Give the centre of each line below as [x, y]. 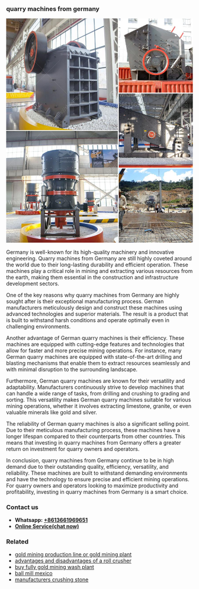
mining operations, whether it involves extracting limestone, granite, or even [99, 406]
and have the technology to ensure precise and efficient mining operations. [98, 479]
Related [17, 542]
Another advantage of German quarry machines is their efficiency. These [95, 338]
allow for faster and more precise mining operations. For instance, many [94, 350]
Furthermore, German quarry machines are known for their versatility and [96, 381]
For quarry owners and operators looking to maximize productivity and [92, 485]
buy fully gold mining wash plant [54, 567]
